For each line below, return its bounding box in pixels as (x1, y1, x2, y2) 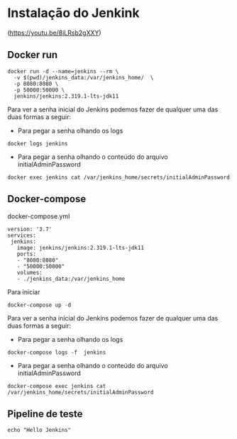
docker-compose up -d (7, 301, 72, 309)
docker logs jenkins (7, 140, 69, 147)
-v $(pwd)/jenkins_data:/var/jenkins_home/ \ (13, 74, 154, 81)
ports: (16, 250, 37, 257)
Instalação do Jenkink (7, 5, 140, 21)
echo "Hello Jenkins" (7, 427, 72, 434)
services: (7, 232, 37, 239)
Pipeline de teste (7, 408, 83, 420)
